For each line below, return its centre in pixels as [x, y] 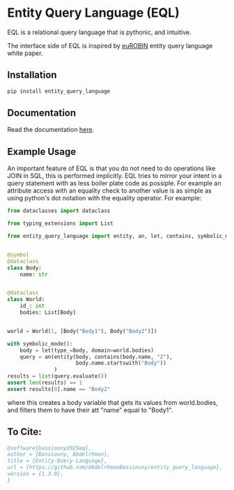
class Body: [24, 268]
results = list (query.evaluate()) [57, 376]
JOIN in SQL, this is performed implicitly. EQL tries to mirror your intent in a [115, 176]
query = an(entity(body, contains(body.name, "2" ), [96, 357]
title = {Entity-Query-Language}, [57, 461]
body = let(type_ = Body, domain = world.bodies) [87, 350]
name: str [34, 274]
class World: [26, 299]
